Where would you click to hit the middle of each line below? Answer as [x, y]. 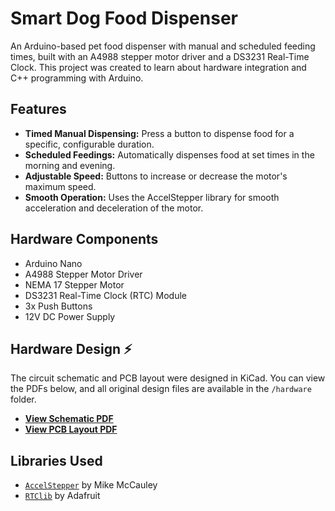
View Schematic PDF [69, 419]
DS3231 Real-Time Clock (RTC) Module [105, 295]
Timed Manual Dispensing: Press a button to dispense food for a [159, 133]
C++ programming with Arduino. [77, 78]
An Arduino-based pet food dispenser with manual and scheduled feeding [163, 46]
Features [38, 109]
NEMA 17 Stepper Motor [74, 284]
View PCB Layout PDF [71, 429]
